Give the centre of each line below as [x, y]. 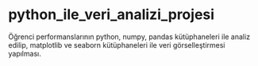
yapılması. [25, 53]
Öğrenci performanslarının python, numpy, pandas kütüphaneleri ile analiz [129, 37]
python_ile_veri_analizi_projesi [112, 15]
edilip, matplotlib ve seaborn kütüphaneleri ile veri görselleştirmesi [117, 45]
